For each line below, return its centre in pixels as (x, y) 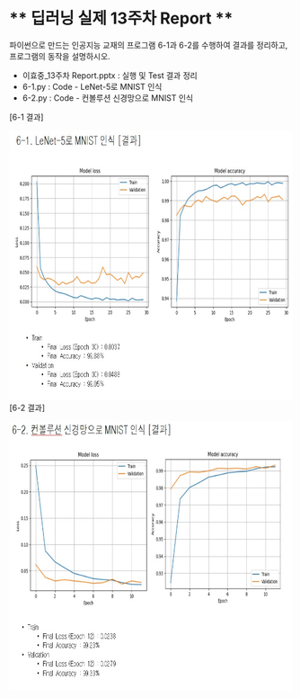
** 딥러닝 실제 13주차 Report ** (121, 18)
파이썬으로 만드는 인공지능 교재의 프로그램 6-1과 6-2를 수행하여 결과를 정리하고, (149, 45)
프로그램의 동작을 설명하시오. (60, 56)
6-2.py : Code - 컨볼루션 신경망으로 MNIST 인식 (108, 98)
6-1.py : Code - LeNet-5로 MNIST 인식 (92, 86)
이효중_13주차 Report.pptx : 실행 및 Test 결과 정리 (110, 75)
